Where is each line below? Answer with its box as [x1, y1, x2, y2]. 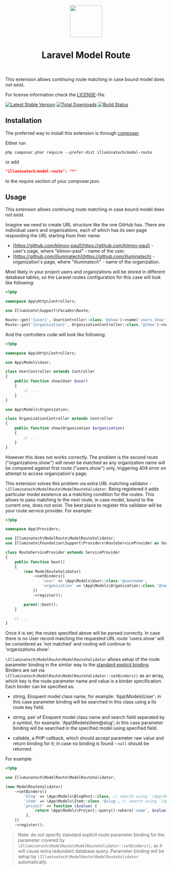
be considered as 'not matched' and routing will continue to [5, 641, 131, 647]
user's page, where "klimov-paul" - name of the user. [12, 248, 125, 254]
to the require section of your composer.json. [5, 178, 101, 184]
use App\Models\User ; [5, 360, 52, 365]
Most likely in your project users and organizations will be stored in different [5, 269, 165, 275]
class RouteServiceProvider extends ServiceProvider [5, 550, 120, 555]
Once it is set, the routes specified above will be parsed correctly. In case [5, 630, 160, 636]
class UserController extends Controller [5, 369, 95, 374]
